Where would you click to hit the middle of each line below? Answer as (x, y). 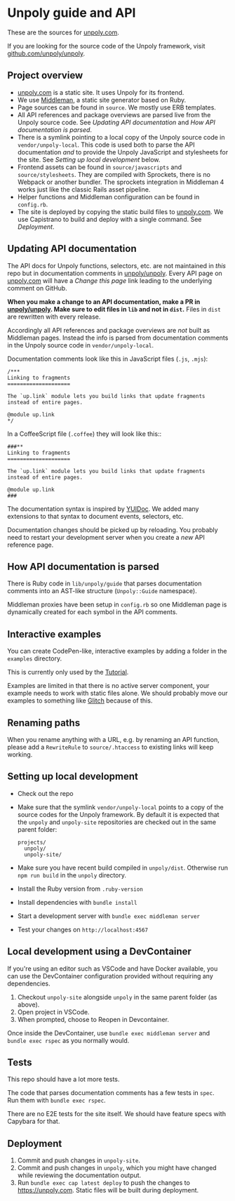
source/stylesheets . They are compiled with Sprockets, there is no (114, 174)
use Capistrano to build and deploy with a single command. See (109, 219)
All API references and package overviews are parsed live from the (114, 114)
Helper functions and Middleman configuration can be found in (108, 197)
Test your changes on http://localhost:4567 (83, 929)
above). (28, 1004)
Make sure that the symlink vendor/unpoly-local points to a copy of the (120, 807)
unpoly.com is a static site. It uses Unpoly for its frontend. (101, 92)
